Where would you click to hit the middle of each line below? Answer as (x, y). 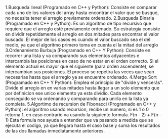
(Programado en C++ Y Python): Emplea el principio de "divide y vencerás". (84, 82)
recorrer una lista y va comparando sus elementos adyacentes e (72, 56)
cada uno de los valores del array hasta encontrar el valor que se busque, (82, 13)
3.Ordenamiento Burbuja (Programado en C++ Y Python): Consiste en (78, 50)
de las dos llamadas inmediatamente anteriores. (55, 131)
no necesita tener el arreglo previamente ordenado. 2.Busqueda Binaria (80, 18)
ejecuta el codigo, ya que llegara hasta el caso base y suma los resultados (83, 125)
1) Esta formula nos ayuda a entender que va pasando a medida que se (79, 120)
